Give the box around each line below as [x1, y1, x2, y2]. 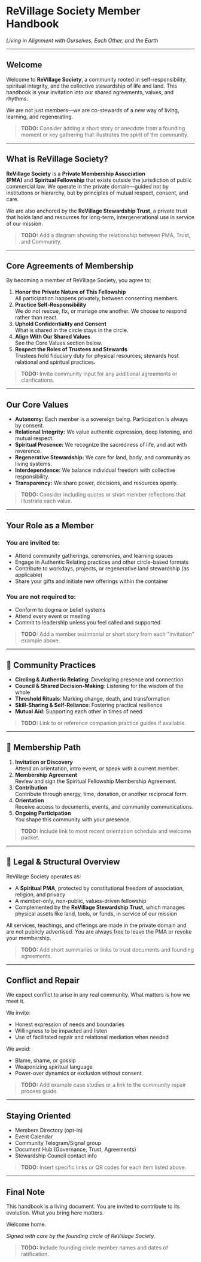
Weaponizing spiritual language [14, 1063, 93, 1070]
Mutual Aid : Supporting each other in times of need [14, 707, 142, 715]
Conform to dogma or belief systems [14, 606, 106, 614]
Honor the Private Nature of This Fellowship [14, 288, 126, 295]
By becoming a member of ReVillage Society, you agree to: [6, 277, 151, 284]
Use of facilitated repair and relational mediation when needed [14, 1034, 169, 1041]
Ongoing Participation [14, 809, 71, 817]
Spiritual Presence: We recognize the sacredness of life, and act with [14, 441, 187, 448]
